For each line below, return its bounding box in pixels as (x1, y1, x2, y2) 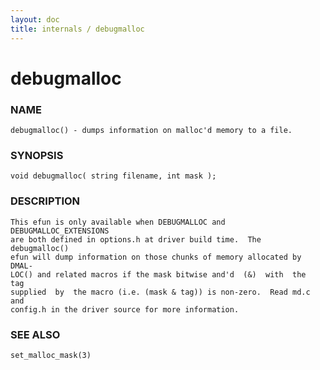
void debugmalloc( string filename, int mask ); (10, 171, 217, 181)
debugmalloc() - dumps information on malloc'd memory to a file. (10, 125, 293, 135)
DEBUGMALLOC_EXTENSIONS (10, 226, 110, 236)
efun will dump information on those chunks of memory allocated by (10, 252, 302, 262)
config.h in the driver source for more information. (10, 304, 240, 315)
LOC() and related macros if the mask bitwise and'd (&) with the (10, 269, 307, 280)
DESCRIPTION (10, 194, 81, 208)
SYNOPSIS (10, 148, 64, 162)
